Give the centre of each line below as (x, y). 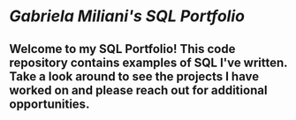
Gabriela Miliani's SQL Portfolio (127, 16)
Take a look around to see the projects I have (134, 76)
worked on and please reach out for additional (138, 90)
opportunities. (49, 104)
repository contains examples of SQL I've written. (148, 62)
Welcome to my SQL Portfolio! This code (122, 49)
